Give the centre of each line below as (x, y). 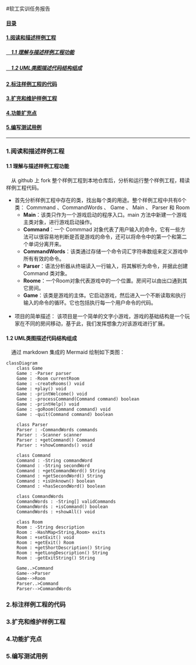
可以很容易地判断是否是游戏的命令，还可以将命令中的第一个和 (102, 237)
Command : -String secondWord (53, 466)
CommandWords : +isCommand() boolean (62, 507)
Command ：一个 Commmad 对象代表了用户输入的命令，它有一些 (102, 230)
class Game (30, 369)
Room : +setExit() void (45, 538)
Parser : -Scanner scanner (49, 435)
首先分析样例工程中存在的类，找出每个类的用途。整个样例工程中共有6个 (100, 200)
